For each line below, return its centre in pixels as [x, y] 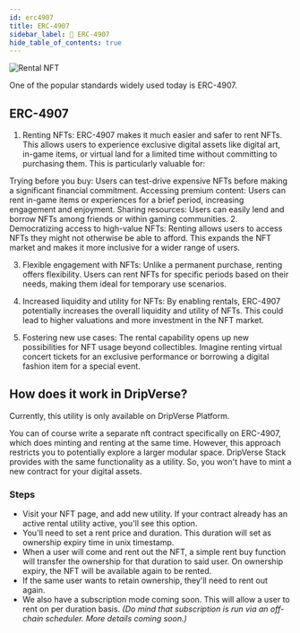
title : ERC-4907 [39, 26]
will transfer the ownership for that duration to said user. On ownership [153, 561]
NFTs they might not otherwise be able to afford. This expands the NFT [140, 238]
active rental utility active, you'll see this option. [110, 524]
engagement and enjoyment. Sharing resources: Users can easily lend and [147, 210]
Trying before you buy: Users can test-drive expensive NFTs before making [149, 181]
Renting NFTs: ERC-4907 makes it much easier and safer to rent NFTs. [152, 135]
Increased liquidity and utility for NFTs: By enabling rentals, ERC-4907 [151, 302]
